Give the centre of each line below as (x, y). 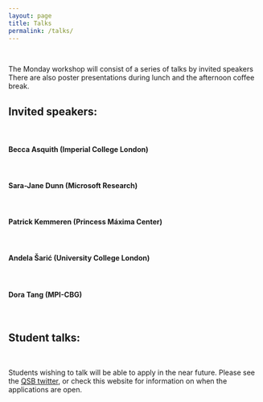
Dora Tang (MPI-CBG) (45, 294)
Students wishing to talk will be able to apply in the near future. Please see (132, 373)
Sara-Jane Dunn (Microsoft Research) (73, 185)
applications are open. (45, 390)
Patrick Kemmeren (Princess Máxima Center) (86, 222)
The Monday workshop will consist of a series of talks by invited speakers (131, 69)
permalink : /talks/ (41, 31)
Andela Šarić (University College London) (79, 258)
